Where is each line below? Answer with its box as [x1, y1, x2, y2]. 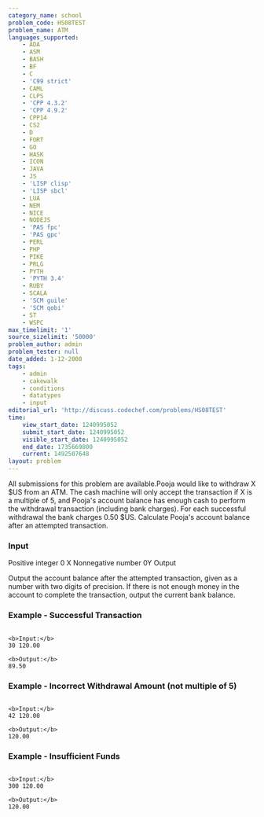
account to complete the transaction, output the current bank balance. [8, 591, 236, 600]
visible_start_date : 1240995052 [22, 436, 128, 443]
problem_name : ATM [8, 26, 68, 34]
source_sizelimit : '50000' [8, 333, 97, 341]
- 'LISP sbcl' [22, 186, 68, 195]
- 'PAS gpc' [22, 231, 61, 239]
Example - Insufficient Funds [8, 750, 120, 761]
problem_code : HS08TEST [8, 19, 86, 27]
